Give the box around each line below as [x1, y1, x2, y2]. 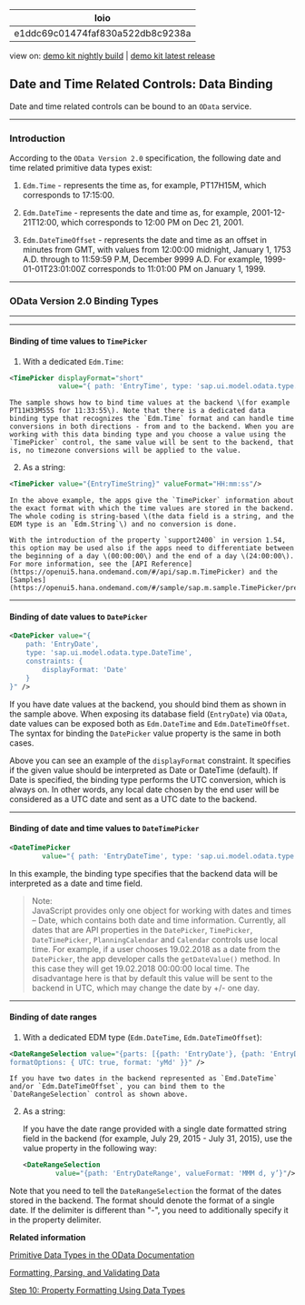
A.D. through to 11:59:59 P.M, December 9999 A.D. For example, [22, 254, 263, 265]
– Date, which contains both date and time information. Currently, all [31, 914, 286, 926]
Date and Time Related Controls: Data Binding [9, 76, 274, 92]
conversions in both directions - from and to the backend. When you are [9, 422, 295, 431]
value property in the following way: [22, 1143, 157, 1154]
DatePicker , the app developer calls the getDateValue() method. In [31, 953, 280, 964]
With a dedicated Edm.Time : [22, 356, 124, 366]
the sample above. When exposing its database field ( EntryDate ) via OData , [9, 708, 288, 719]
